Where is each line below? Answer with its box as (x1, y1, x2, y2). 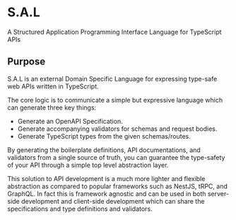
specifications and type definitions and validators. (7, 204, 153, 213)
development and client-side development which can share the (20, 197, 205, 205)
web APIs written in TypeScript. (7, 82, 99, 91)
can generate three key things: (7, 103, 97, 112)
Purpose (7, 56, 46, 68)
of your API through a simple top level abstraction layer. (7, 161, 169, 169)
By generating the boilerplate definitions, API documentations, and (7, 146, 201, 154)
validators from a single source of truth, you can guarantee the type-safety (7, 153, 225, 161)
